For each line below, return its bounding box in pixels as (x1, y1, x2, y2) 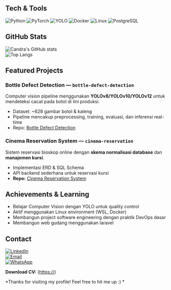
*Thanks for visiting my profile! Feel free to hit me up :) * (5, 279, 125, 285)
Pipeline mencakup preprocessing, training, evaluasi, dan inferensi (12, 114, 154, 120)
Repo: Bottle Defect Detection (12, 125, 76, 131)
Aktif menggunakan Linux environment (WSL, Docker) (12, 209, 127, 215)
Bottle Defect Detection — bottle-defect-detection (5, 81, 134, 88)
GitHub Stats (5, 33, 47, 41)
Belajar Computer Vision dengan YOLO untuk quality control (12, 204, 139, 210)
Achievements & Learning (5, 190, 90, 199)
